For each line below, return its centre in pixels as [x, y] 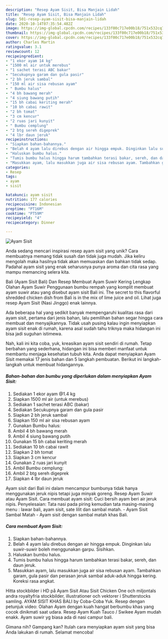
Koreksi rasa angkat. [34, 581]
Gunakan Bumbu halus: [37, 425]
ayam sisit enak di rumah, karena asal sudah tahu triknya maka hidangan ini [83, 328]
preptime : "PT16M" [25, 209]
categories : [18, 167]
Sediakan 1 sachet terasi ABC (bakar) [51, 404]
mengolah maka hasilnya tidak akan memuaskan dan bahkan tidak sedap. [81, 261]
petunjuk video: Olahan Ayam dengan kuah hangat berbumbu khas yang [80, 607]
